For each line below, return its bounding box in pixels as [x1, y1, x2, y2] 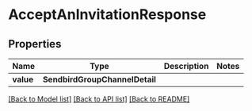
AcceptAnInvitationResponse [8, 6, 207, 24]
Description [163, 61, 209, 71]
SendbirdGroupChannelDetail [42, 74, 157, 85]
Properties [8, 37, 62, 51]
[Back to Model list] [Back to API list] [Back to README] [8, 94, 190, 104]
